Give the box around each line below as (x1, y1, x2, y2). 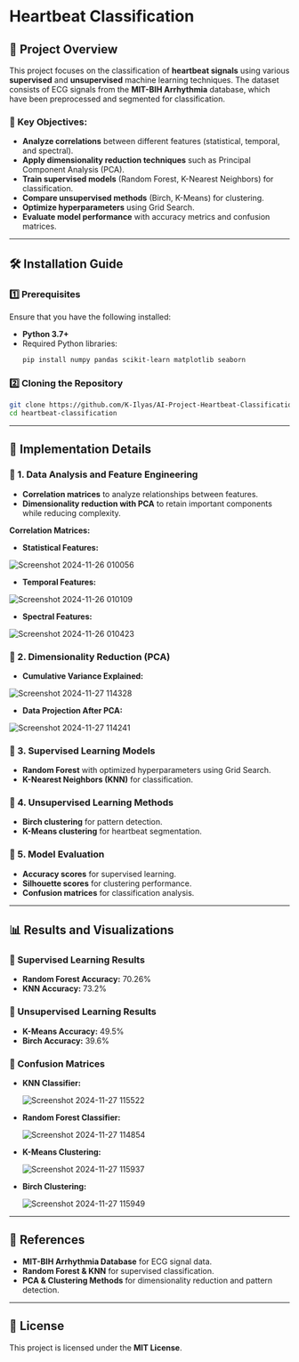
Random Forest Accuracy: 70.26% (21, 974, 151, 985)
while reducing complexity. (21, 507, 122, 518)
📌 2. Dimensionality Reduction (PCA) (9, 650, 171, 663)
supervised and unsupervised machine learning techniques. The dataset (9, 75, 279, 85)
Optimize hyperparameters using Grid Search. (21, 202, 195, 213)
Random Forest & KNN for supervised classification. (21, 1265, 214, 1276)
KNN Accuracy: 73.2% (21, 983, 107, 994)
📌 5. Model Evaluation (9, 848, 105, 860)
